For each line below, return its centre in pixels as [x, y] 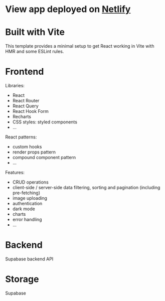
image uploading [30, 198]
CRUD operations [30, 182]
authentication [27, 204]
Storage [22, 279]
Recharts [22, 117]
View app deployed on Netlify [68, 9]
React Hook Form [30, 111]
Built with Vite [35, 32]
